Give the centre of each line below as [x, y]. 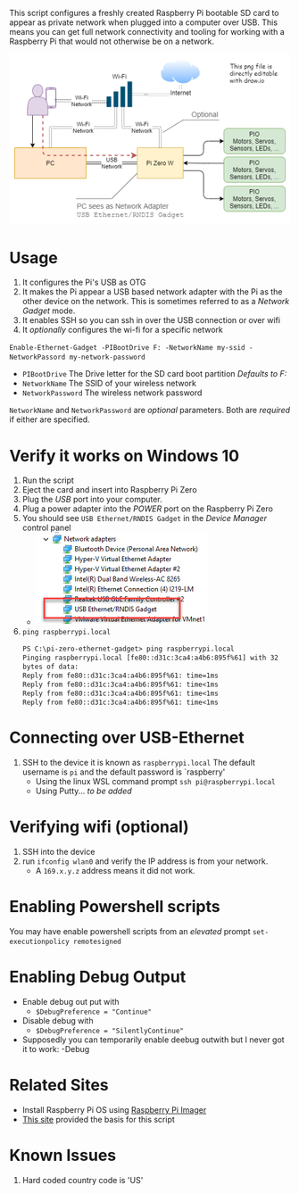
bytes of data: [50, 667]
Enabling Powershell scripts [115, 907]
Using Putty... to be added [83, 791]
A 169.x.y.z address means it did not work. [115, 871]
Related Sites [59, 1086]
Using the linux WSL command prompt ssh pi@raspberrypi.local [155, 782]
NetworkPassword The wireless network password [112, 393]
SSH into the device [58, 852]
